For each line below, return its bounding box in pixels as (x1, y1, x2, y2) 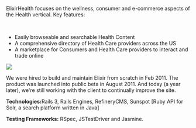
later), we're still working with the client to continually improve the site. (6, 87, 177, 94)
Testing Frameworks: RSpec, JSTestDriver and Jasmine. (6, 116, 144, 122)
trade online (14, 52, 44, 59)
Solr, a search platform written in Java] (6, 104, 99, 111)
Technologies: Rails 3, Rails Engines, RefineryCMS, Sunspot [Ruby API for (6, 98, 184, 105)
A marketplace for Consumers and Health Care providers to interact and (14, 46, 188, 53)
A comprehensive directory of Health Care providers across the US (14, 40, 177, 47)
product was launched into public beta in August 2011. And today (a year (6, 81, 181, 87)
